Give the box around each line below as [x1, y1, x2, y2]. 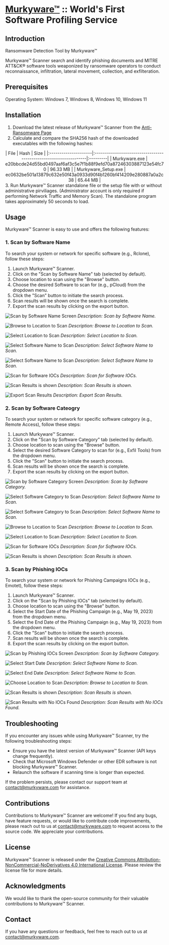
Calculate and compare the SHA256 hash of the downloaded [12, 135, 139, 141]
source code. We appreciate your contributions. [5, 828, 104, 835]
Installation [5, 111, 41, 120]
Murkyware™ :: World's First [5, 4, 125, 15]
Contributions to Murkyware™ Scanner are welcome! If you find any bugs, [5, 812, 157, 818]
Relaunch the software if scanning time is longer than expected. [12, 769, 145, 775]
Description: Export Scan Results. [53, 392, 123, 398]
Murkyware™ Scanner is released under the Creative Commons [5, 856, 136, 862]
